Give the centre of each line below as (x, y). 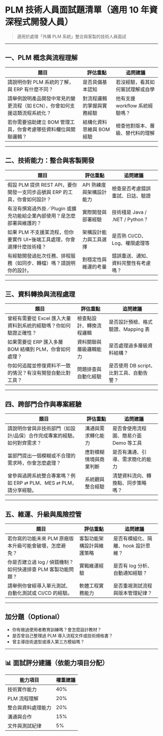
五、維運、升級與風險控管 (43, 514)
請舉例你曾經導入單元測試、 (39, 586)
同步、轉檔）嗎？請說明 (49, 263)
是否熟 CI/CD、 (129, 236)
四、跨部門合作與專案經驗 (43, 404)
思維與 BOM (96, 129)
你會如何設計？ (34, 199)
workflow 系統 (132, 106)
